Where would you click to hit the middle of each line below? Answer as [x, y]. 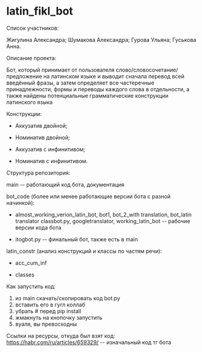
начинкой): [20, 202]
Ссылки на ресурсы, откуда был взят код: [61, 336]
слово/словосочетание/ [147, 70]
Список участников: [33, 28]
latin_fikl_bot [40, 11]
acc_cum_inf [31, 263]
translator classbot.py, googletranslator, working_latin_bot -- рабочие [103, 221]
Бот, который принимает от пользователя [61, 70]
